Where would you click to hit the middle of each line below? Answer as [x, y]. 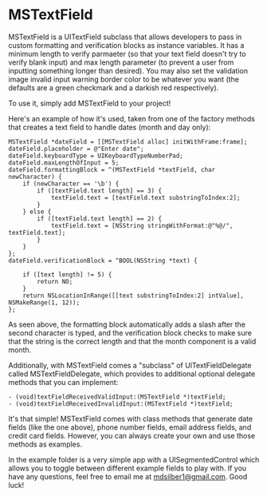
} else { [37, 212]
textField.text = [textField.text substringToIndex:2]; [145, 197]
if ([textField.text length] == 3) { [99, 190]
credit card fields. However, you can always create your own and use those [132, 435]
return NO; [55, 281]
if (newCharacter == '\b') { [71, 184]
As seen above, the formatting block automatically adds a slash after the [127, 324]
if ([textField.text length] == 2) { [99, 218]
